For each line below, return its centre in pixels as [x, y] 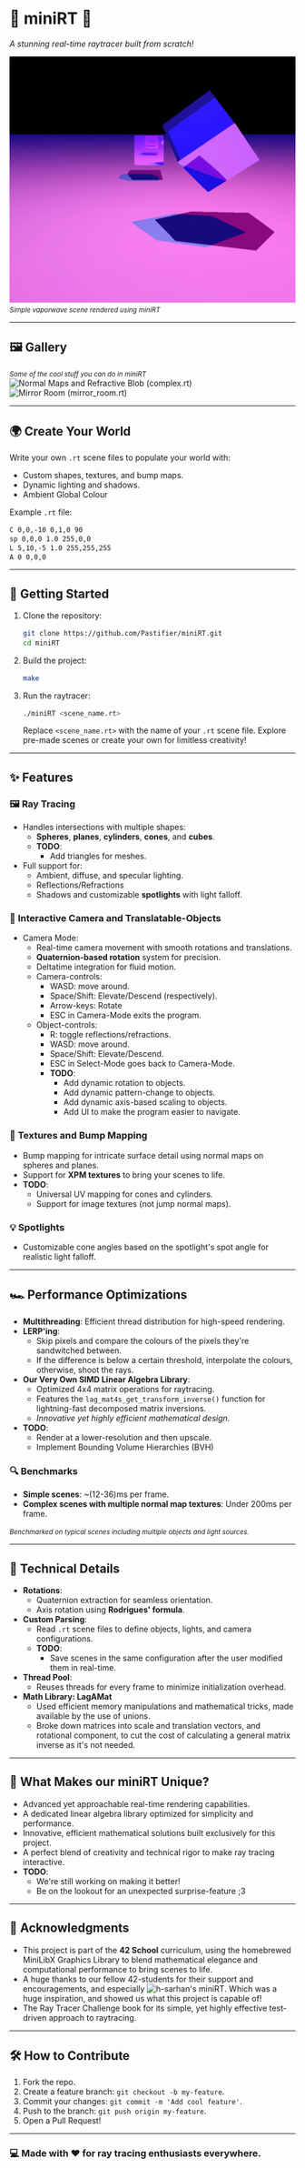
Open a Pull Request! [62, 2121]
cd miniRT [41, 643]
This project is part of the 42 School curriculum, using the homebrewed [157, 1950]
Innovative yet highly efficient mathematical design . [133, 1418]
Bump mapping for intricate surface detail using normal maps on [143, 1155]
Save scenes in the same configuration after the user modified [166, 1658]
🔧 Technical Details [65, 1568]
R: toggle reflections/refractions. [110, 1035]
